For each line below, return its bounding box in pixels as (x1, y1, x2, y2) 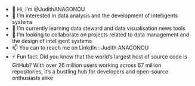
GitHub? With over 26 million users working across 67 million (11, 62, 162, 69)
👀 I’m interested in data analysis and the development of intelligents (11, 12, 178, 19)
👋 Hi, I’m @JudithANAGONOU (11, 6, 85, 13)
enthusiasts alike (11, 75, 54, 81)
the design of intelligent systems (11, 38, 92, 44)
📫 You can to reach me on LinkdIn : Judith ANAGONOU (11, 44, 149, 51)
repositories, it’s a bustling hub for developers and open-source (11, 68, 169, 75)
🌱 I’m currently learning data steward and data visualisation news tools (11, 24, 186, 32)
